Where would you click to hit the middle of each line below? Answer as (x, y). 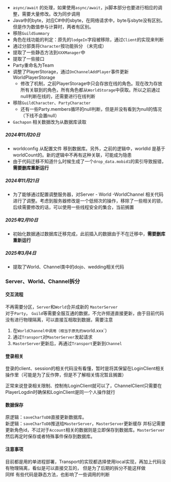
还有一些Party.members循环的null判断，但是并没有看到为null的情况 (91, 109)
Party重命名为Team (33, 65)
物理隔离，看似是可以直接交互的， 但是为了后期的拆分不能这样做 (78, 468)
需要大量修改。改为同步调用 (51, 14)
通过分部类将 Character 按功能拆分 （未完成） (60, 46)
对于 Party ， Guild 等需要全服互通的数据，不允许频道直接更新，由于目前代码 (85, 313)
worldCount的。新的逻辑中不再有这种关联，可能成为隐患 (72, 155)
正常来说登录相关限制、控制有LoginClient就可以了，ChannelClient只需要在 (84, 386)
